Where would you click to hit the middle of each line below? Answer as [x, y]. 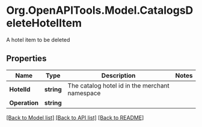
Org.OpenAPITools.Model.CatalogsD [100, 10]
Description [118, 75]
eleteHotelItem [44, 23]
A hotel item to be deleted [38, 40]
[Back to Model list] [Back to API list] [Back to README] [75, 117]
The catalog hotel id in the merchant [118, 86]
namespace [84, 93]
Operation [24, 102]
